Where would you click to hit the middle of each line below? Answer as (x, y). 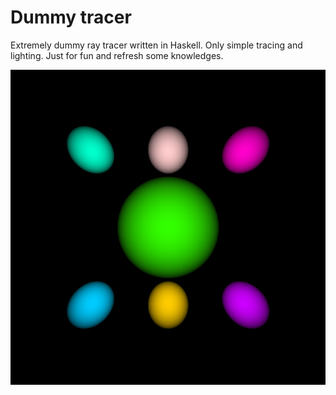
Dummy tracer (71, 17)
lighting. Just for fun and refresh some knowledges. (117, 55)
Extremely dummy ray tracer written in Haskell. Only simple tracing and (156, 45)
